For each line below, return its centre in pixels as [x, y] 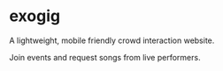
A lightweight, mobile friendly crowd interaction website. [112, 40]
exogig [35, 16]
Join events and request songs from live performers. [105, 57]
